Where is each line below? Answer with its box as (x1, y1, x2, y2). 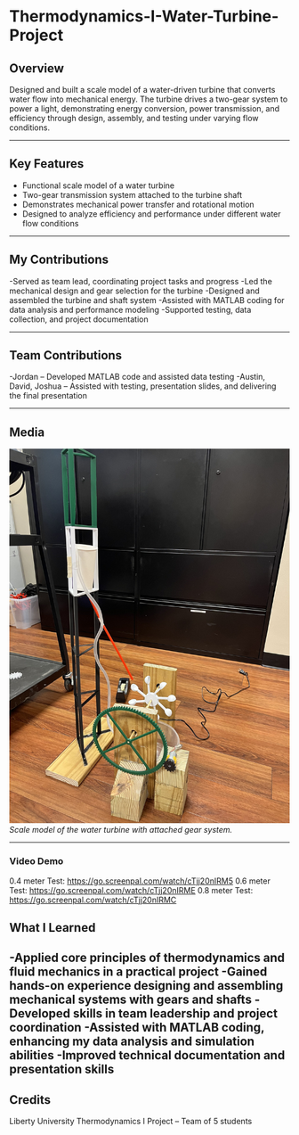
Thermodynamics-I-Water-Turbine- (9, 6, 279, 27)
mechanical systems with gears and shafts (9, 992, 252, 1008)
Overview (9, 61, 65, 76)
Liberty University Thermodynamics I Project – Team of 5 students (9, 1116, 253, 1127)
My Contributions (9, 252, 109, 267)
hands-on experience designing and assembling (9, 978, 284, 993)
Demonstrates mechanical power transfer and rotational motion (21, 199, 255, 210)
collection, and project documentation (9, 314, 149, 325)
